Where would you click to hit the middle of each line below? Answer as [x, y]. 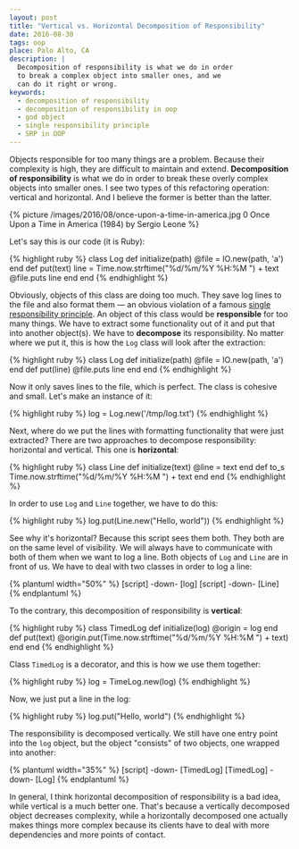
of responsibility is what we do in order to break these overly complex [139, 178]
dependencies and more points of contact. [87, 834]
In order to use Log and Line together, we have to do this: [114, 503]
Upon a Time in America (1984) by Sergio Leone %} [104, 223]
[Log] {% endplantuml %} [82, 779]
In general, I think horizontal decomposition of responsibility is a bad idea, [145, 796]
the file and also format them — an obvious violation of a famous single [140, 304]
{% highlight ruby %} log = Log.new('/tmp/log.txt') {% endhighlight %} [139, 413]
